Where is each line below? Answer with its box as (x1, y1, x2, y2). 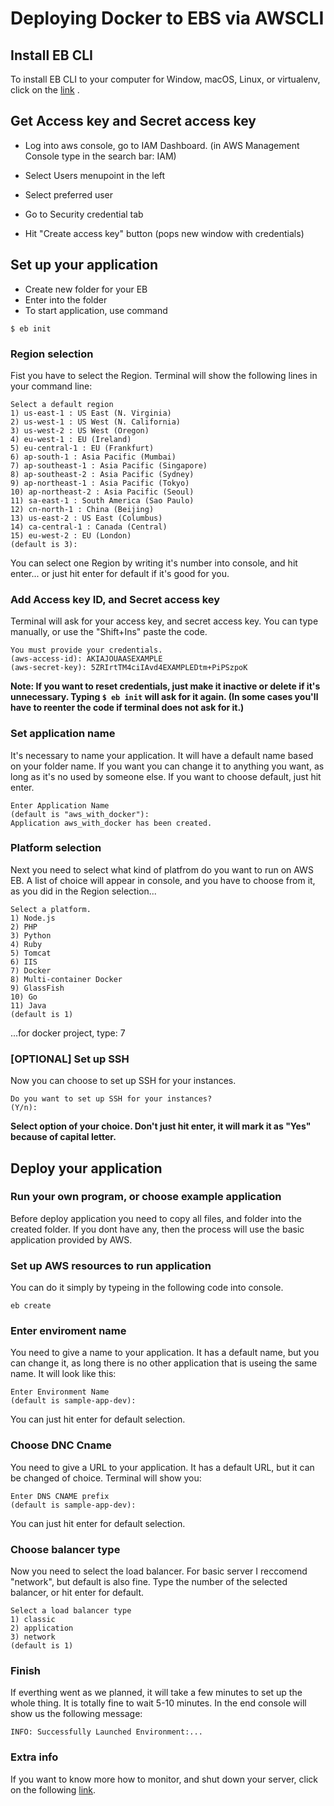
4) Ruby (10, 939, 43, 949)
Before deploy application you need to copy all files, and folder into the (10, 1212, 302, 1224)
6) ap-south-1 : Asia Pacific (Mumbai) (10, 452, 177, 462)
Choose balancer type (10, 1542, 121, 1556)
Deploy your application (10, 1160, 163, 1177)
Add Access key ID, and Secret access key (10, 592, 221, 606)
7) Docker (10, 965, 52, 976)
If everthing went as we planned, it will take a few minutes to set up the (10, 1687, 303, 1699)
